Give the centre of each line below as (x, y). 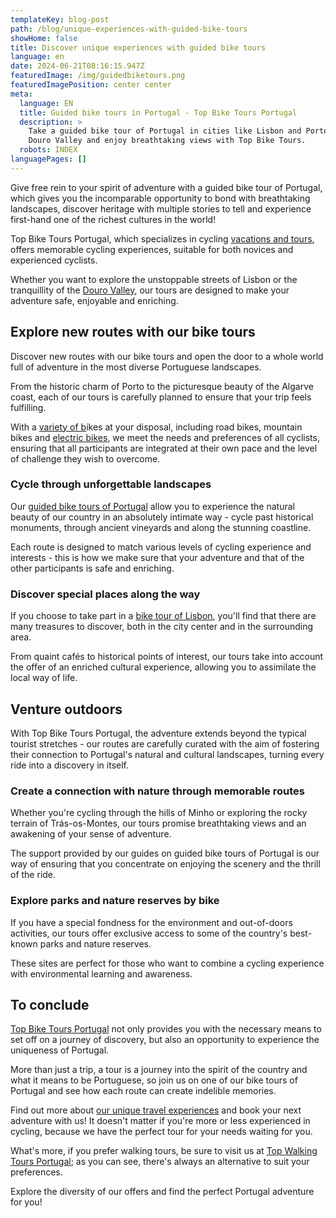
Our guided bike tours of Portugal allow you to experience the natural (152, 506)
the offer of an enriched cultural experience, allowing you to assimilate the (163, 667)
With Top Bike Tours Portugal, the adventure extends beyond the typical (158, 733)
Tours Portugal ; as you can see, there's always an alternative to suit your (160, 1162)
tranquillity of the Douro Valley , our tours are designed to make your (150, 290)
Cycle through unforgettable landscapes (111, 484)
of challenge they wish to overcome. (85, 458)
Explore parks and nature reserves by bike (115, 901)
